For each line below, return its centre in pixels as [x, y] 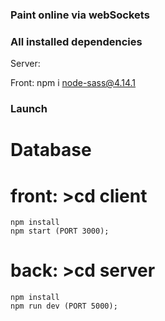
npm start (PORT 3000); [60, 231]
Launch [29, 109]
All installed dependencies [76, 41]
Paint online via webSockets [80, 15]
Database [51, 150]
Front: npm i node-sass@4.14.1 [73, 83]
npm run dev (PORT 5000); [64, 306]
